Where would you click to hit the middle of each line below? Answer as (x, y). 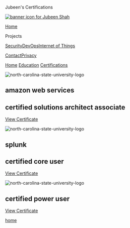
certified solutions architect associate (65, 107)
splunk (16, 145)
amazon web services (40, 90)
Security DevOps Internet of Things (40, 46)
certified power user (37, 199)
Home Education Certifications (36, 65)
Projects (14, 36)
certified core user (34, 161)
